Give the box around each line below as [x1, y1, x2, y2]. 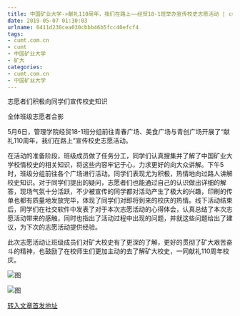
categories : [7, 63, 43, 71]
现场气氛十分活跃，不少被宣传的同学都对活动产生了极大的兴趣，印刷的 [19, 187, 226, 196]
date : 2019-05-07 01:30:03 [7, 17, 88, 24]
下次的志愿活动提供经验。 [26, 223, 101, 232]
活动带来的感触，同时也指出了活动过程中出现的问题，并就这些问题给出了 [13, 214, 226, 223]
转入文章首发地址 [7, 301, 58, 310]
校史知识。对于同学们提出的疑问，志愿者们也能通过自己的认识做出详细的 [7, 178, 220, 187]
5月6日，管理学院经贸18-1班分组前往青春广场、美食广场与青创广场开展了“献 [7, 128, 230, 136]
